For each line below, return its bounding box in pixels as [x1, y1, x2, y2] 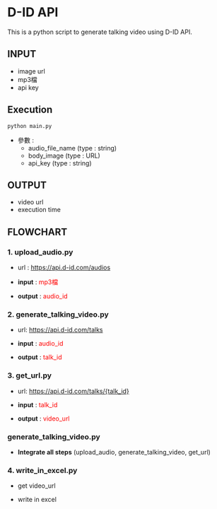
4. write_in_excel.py [7, 465, 78, 475]
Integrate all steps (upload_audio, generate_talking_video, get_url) [17, 447, 211, 456]
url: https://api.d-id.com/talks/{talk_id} [17, 387, 129, 395]
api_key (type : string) [28, 158, 92, 167]
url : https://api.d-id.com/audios [17, 263, 111, 272]
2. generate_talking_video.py [7, 309, 110, 319]
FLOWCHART [7, 226, 68, 238]
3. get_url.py [7, 370, 52, 380]
